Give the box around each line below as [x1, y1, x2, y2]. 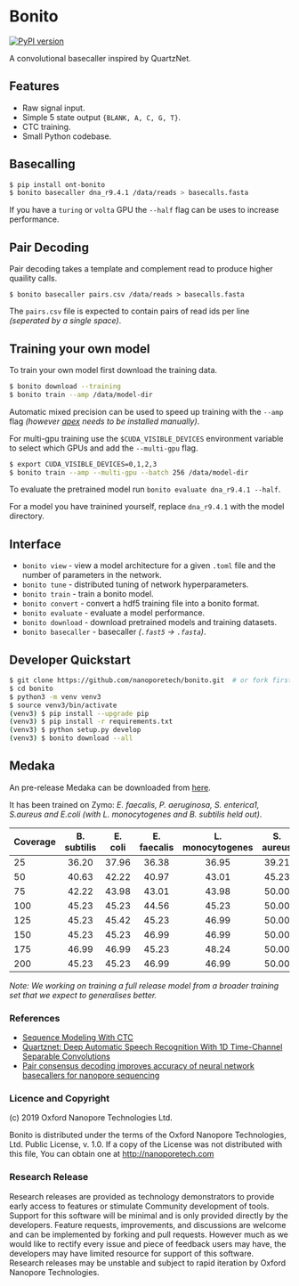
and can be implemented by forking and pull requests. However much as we [9, 1229, 289, 1240]
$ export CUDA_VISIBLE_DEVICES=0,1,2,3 [9, 460, 158, 468]
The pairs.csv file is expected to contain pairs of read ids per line [9, 305, 250, 317]
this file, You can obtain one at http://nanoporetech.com [9, 1149, 214, 1160]
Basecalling [9, 157, 76, 172]
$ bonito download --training [9, 381, 122, 391]
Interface [9, 536, 61, 551]
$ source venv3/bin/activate [9, 701, 117, 710]
